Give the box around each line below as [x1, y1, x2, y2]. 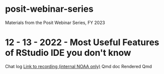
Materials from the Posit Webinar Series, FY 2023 [5, 20, 106, 25]
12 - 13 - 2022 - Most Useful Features [5, 37, 160, 48]
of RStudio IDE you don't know [5, 48, 132, 58]
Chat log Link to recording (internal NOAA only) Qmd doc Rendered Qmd [5, 63, 152, 69]
